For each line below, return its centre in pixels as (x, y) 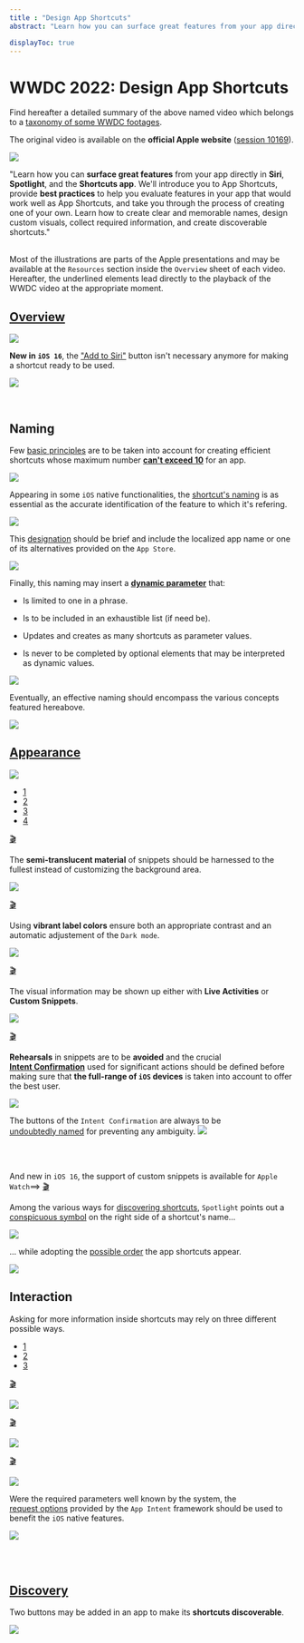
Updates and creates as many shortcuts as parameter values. (137, 635)
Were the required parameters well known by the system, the (123, 1499)
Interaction (41, 1297)
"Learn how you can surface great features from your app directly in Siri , (147, 174)
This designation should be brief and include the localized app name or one (150, 538)
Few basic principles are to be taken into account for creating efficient (140, 450)
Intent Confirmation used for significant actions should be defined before (147, 1066)
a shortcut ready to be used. (62, 366)
